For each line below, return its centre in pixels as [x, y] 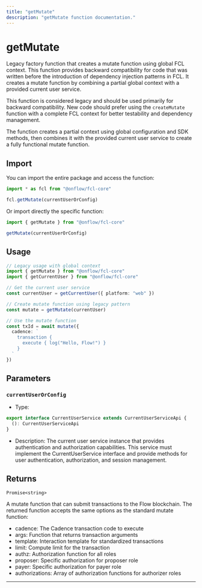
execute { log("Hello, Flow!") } [64, 343]
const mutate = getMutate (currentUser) [56, 310]
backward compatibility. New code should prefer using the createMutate [96, 107]
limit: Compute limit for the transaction [62, 547]
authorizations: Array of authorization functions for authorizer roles [98, 573]
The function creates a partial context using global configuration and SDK [97, 132]
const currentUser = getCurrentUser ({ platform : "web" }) [80, 293]
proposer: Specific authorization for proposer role [76, 560]
